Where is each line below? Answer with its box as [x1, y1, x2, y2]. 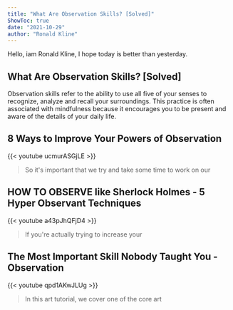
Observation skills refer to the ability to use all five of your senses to [7, 90, 207, 98]
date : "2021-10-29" [7, 24, 66, 31]
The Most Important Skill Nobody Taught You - [7, 251, 218, 263]
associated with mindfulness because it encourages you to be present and [7, 105, 227, 113]
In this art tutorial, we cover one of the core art [24, 294, 162, 303]
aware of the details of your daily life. [7, 112, 116, 121]
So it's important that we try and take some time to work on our [24, 165, 211, 174]
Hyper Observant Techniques [7, 197, 142, 210]
